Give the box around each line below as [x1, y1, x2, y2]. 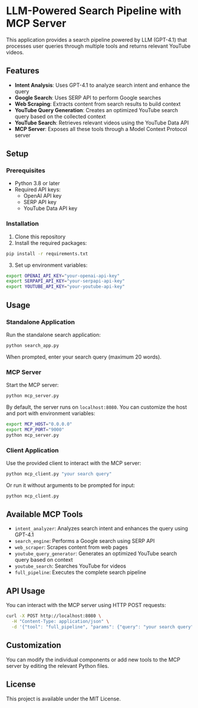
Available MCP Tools [6, 509, 84, 520]
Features [6, 66, 39, 76]
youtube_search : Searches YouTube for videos [14, 562, 127, 570]
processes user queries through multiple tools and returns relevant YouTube [6, 42, 191, 50]
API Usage [6, 586, 45, 596]
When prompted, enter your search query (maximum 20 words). [6, 353, 162, 360]
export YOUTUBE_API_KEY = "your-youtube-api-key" [6, 284, 126, 290]
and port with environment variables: [6, 409, 95, 417]
